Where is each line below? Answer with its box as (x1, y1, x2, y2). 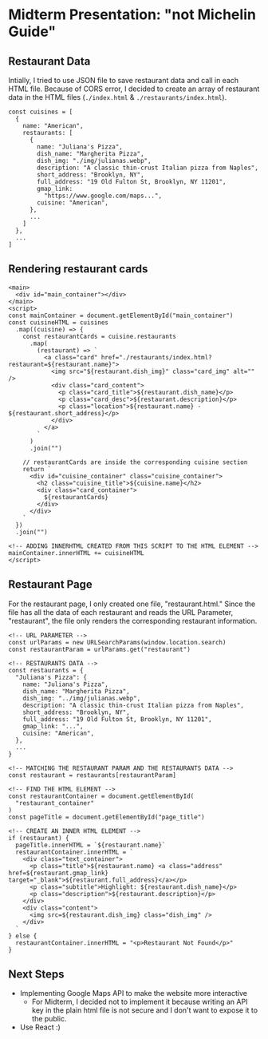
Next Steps (8, 968, 65, 981)
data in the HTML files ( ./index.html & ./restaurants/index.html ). (8, 93, 227, 101)
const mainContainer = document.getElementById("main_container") (8, 311, 234, 319)
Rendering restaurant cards (8, 262, 148, 276)
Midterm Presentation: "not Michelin (8, 6, 257, 24)
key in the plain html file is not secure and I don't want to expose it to (31, 1005, 258, 1015)
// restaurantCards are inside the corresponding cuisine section (22, 458, 248, 466)
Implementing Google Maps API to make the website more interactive (19, 989, 247, 998)
